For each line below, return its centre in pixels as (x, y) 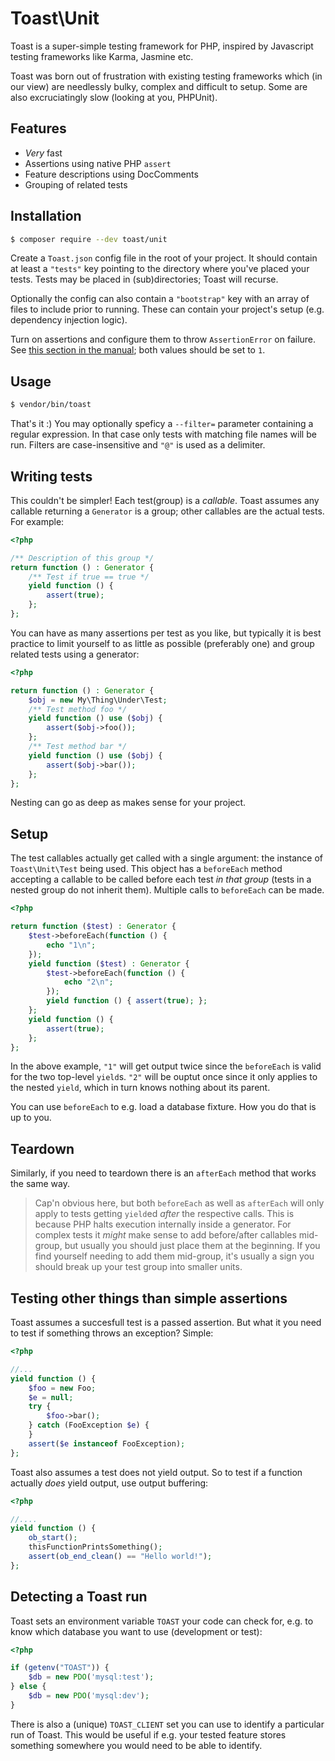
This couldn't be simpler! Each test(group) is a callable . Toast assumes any (165, 500)
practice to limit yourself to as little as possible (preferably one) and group (162, 643)
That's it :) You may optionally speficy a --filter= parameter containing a (162, 424)
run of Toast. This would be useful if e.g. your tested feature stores (148, 1734)
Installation (46, 216)
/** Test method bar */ (78, 747)
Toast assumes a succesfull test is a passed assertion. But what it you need (166, 1322)
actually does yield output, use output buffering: (109, 1483)
